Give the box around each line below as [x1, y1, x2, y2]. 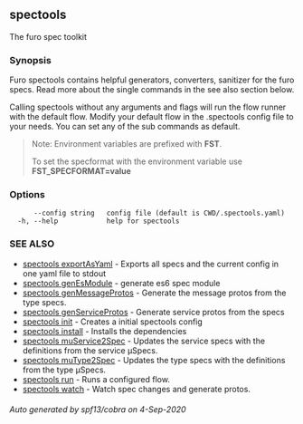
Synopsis [9, 53, 52, 66]
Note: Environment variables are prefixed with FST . [31, 139, 223, 149]
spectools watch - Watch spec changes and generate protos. [22, 383, 251, 394]
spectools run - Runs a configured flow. [22, 373, 170, 384]
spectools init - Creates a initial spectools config [22, 316, 204, 327]
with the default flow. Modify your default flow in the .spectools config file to [9, 111, 294, 122]
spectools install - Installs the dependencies [22, 325, 187, 336]
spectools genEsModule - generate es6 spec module [22, 277, 221, 288]
